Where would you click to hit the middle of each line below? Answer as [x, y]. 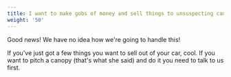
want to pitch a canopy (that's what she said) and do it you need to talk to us [115, 60]
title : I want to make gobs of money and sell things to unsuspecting [110, 13]
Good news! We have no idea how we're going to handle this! [94, 39]
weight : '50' [26, 20]
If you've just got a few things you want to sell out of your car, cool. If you [111, 53]
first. [14, 67]
